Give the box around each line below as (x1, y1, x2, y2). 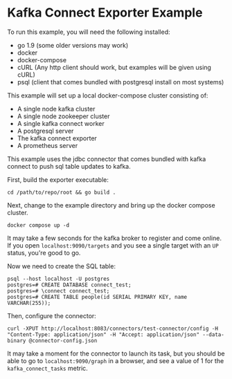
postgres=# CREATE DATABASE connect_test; (7, 281, 132, 288)
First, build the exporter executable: (7, 175, 109, 184)
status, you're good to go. (7, 248, 81, 257)
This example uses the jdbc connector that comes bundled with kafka (7, 154, 206, 163)
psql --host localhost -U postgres (7, 275, 110, 282)
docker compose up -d (7, 221, 70, 229)
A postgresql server (17, 127, 74, 135)
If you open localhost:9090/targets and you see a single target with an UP (7, 241, 220, 250)
